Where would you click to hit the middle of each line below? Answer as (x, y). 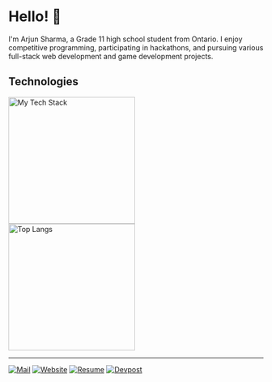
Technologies (44, 82)
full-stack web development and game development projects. (111, 56)
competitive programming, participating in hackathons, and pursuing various (136, 47)
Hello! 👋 (35, 17)
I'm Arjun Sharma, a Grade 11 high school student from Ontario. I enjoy (125, 39)
